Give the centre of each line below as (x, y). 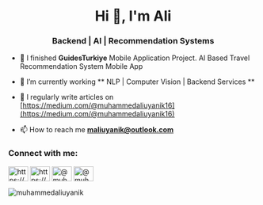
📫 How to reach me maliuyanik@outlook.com (97, 130)
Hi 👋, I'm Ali (133, 16)
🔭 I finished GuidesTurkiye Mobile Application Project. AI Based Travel (135, 58)
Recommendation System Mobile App (81, 66)
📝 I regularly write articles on (67, 97)
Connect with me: (43, 154)
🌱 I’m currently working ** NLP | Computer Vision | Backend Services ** (137, 82)
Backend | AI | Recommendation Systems (133, 41)
